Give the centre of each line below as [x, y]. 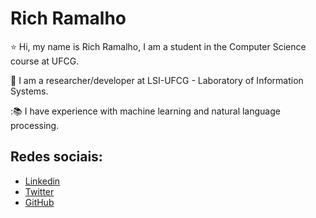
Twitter [39, 191]
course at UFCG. [45, 61]
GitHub [39, 202]
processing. [35, 125]
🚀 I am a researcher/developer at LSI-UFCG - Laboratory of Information [157, 80]
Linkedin [42, 181]
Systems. [29, 91]
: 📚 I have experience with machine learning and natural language [145, 111]
